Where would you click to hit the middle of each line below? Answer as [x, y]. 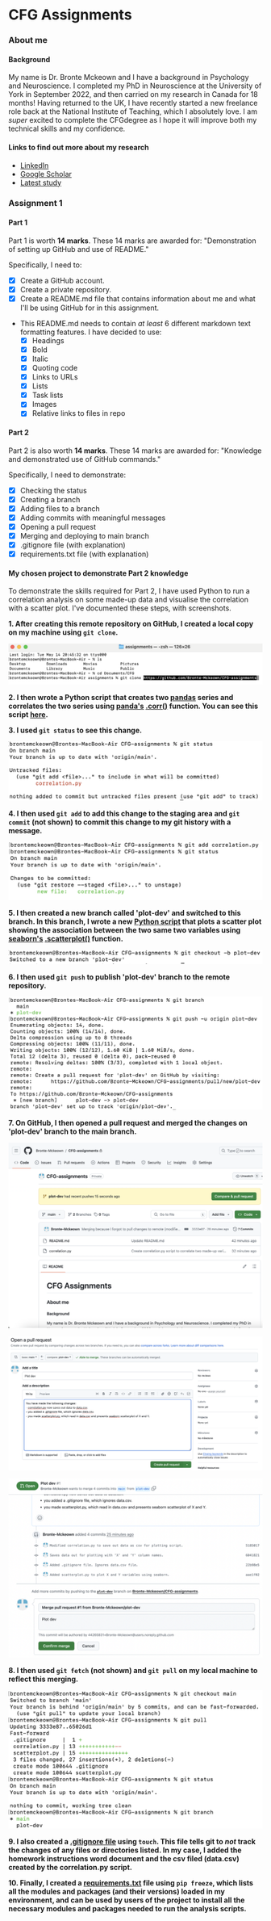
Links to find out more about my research [79, 147]
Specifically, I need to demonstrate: [67, 475]
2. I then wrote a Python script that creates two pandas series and [121, 697]
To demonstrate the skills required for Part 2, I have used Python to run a [129, 591]
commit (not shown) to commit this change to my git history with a [120, 822]
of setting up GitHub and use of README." [79, 249]
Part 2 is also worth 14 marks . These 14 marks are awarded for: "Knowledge [135, 451]
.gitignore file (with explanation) [73, 545]
